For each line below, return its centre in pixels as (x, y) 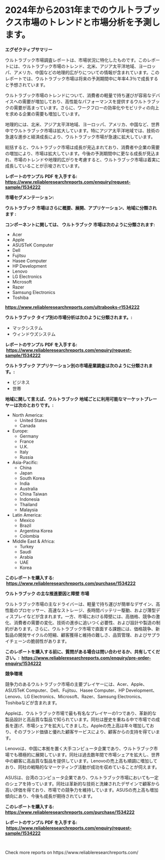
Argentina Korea (36, 530)
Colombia (29, 536)
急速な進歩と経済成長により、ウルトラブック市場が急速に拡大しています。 (80, 137)
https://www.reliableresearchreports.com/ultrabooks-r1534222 (72, 307)
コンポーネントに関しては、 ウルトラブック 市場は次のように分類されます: (80, 224)
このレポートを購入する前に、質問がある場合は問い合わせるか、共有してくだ (82, 652)
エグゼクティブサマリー (29, 49)
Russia (26, 457)
